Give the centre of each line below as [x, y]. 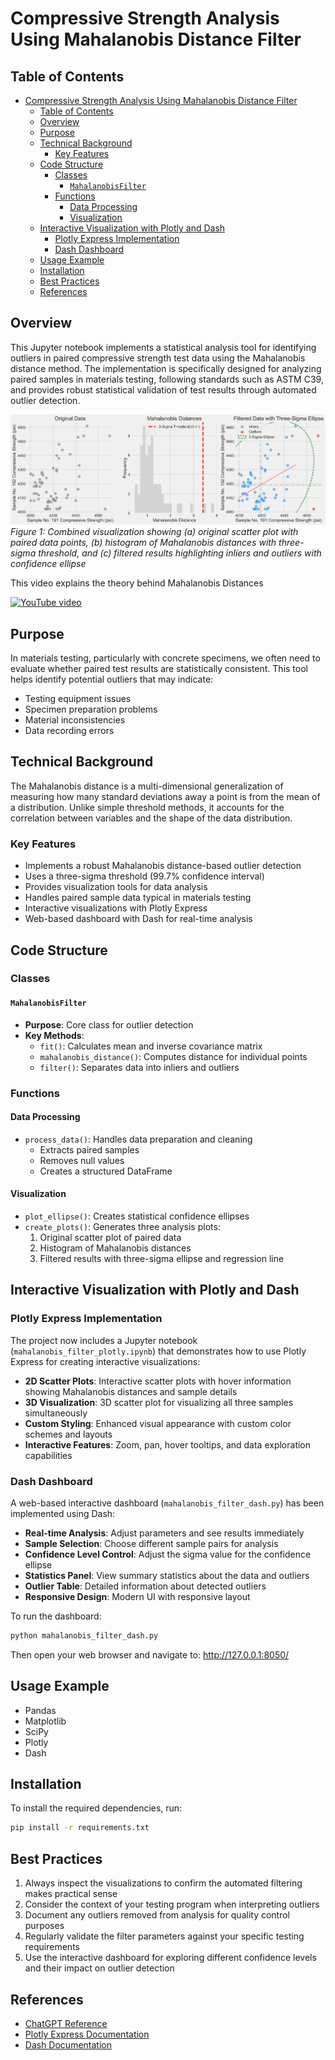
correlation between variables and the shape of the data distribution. [151, 818]
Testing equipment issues [78, 698]
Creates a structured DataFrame [106, 1171]
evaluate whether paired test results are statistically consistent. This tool [159, 668]
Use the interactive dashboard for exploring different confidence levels [170, 1958]
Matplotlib [45, 1721]
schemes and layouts [68, 1434]
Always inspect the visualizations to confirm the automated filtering [163, 1883]
